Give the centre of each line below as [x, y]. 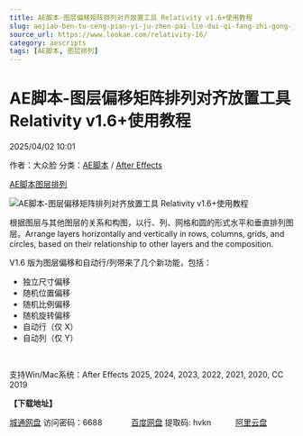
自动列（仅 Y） [50, 338]
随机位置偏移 [46, 293]
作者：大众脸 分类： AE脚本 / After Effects [86, 165]
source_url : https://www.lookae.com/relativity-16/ [108, 34]
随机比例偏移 [46, 304]
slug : [19, 26]
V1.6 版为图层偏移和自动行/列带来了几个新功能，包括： [110, 263]
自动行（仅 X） [50, 327]
